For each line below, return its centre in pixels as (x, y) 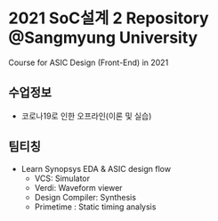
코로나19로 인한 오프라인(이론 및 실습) (86, 116)
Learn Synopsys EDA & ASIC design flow (96, 168)
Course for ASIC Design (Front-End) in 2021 (89, 62)
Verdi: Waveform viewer (78, 187)
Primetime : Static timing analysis (95, 207)
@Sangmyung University (103, 38)
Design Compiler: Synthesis (85, 197)
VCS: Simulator (62, 178)
